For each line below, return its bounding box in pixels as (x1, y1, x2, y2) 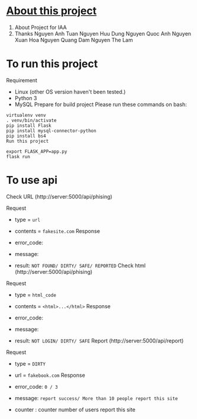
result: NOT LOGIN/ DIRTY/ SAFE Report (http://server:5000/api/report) (14, 337, 184, 344)
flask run (6, 153, 31, 159)
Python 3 (14, 94, 37, 101)
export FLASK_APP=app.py (6, 148, 67, 155)
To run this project (6, 57, 98, 71)
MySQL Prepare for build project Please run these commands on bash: (14, 101, 188, 108)
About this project (6, 4, 97, 18)
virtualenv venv (6, 112, 46, 118)
